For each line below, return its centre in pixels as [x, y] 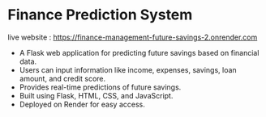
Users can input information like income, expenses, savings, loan [128, 69]
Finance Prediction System [100, 15]
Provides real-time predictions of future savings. [100, 87]
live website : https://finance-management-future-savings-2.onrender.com [133, 37]
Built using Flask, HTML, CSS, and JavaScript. [96, 95]
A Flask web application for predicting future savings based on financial [139, 52]
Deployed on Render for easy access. [82, 104]
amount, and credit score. [62, 78]
